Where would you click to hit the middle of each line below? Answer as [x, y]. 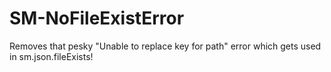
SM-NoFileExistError [97, 18]
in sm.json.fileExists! [51, 56]
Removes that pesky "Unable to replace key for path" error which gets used [165, 46]
